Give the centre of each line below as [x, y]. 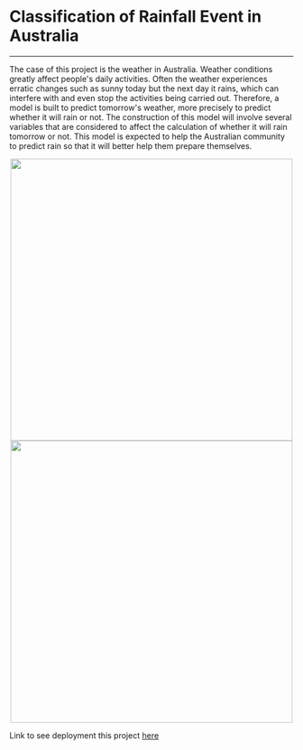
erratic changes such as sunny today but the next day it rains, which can [144, 88]
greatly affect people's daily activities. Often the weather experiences [138, 79]
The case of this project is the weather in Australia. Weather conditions [141, 69]
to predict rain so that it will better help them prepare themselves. [131, 145]
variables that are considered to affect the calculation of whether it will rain [148, 126]
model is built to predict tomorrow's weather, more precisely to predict [140, 107]
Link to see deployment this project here [84, 735]
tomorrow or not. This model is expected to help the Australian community [147, 136]
